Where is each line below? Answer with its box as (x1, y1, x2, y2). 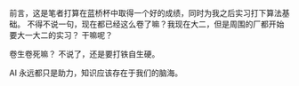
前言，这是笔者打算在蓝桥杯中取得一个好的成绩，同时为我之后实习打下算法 (9, 8, 282, 18)
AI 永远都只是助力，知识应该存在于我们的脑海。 (9, 67, 183, 78)
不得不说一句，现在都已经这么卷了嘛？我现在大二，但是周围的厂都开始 (26, 19, 285, 29)
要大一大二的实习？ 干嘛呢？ (9, 30, 113, 40)
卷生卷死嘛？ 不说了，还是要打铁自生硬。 (9, 49, 160, 59)
